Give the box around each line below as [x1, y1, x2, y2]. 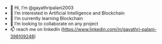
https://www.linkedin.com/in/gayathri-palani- [62, 26, 157, 32]
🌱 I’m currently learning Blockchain [10, 15, 83, 21]
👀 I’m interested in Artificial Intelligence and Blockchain [10, 10, 125, 16]
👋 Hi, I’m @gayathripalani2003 [10, 5, 74, 10]
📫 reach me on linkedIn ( [10, 26, 63, 32]
